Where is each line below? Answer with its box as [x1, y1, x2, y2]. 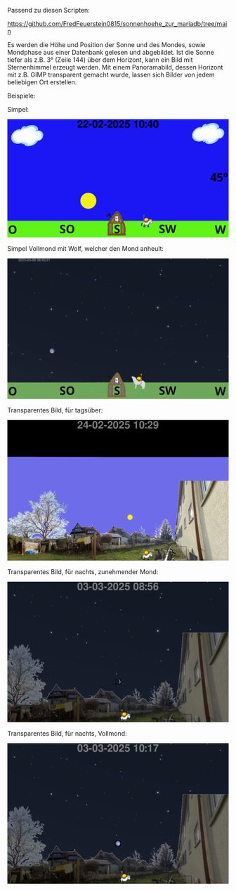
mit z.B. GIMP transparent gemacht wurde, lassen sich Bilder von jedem [7, 70, 215, 79]
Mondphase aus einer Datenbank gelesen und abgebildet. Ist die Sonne [7, 48, 214, 56]
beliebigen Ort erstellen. [7, 78, 77, 86]
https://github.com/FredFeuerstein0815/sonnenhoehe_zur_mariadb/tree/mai [7, 20, 228, 27]
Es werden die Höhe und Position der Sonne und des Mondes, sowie [7, 41, 206, 48]
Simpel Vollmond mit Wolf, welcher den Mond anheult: [7, 245, 164, 253]
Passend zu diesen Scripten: [7, 6, 90, 14]
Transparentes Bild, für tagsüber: [7, 406, 103, 415]
